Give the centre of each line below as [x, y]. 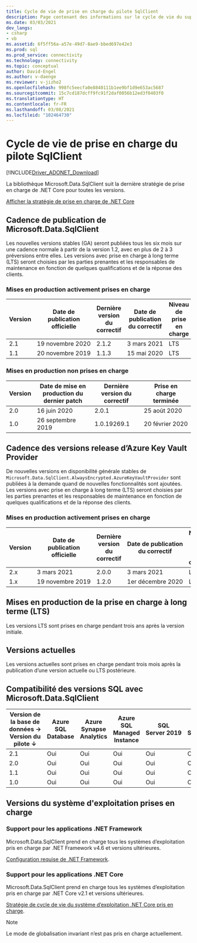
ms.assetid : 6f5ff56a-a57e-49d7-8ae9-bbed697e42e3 [69, 45]
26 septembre [57, 420]
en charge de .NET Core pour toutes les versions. [66, 190]
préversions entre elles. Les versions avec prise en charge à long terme [92, 256]
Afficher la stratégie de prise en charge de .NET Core [70, 201]
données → [25, 729]
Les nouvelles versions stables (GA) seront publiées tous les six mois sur [94, 243]
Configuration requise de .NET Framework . [58, 859]
